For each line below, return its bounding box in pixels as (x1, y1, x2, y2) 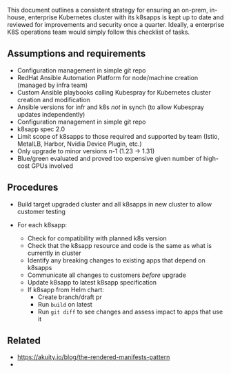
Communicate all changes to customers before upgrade (27, 271, 186, 279)
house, (7, 13, 27, 21)
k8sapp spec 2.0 (17, 124, 66, 133)
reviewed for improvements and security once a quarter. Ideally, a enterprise (7, 21, 225, 28)
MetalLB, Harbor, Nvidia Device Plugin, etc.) (17, 140, 143, 148)
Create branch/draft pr (37, 293, 102, 301)
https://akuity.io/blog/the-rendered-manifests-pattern (17, 353, 170, 361)
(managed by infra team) (17, 81, 88, 89)
